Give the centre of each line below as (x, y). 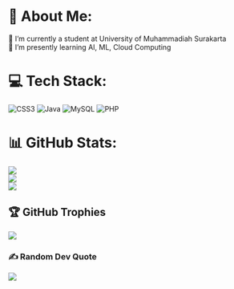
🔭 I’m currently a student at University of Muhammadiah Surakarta (117, 39)
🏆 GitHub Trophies (57, 212)
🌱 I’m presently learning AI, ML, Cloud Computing (90, 47)
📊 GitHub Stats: (63, 143)
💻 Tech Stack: (58, 81)
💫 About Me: (50, 16)
